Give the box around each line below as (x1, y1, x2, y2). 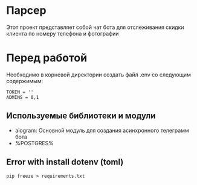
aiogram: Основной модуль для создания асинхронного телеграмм (15, 127, 189, 134)
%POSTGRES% (15, 139, 54, 146)
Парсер (6, 4, 47, 17)
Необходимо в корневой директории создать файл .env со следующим (6, 71, 192, 78)
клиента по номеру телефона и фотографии (6, 30, 119, 37)
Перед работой (6, 51, 88, 65)
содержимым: (6, 77, 44, 84)
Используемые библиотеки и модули (6, 111, 156, 121)
